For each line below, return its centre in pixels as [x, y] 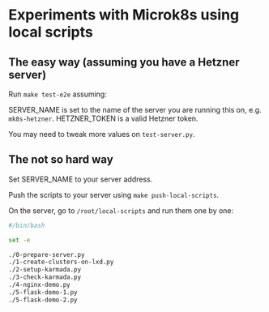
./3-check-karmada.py [45, 277]
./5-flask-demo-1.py [43, 292]
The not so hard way [61, 160]
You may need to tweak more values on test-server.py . [102, 134]
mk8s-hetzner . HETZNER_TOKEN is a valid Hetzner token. [103, 118]
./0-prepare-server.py [47, 254]
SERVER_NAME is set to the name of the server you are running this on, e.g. [135, 110]
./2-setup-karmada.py [45, 270]
